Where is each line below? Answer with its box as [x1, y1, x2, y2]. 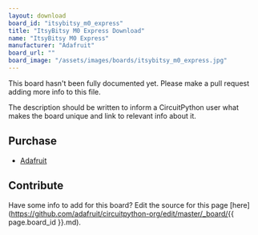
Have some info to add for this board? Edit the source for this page [8, 200, 228, 209]
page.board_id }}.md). [8, 217, 82, 227]
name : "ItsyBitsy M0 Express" [8, 34, 110, 43]
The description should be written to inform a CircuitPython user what [8, 102, 239, 112]
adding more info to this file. [8, 87, 102, 96]
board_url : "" [8, 49, 56, 57]
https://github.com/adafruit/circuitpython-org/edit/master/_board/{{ [10, 209, 235, 218]
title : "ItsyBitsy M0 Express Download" [8, 26, 146, 34]
